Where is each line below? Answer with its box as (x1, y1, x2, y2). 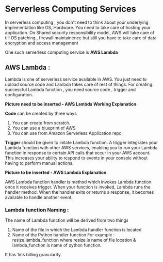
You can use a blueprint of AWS (12, 125, 76, 131)
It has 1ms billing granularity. (5, 252, 62, 258)
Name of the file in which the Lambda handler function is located (12, 227, 142, 233)
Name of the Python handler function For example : (12, 232, 115, 238)
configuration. (5, 92, 33, 97)
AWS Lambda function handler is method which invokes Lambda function (5, 179, 152, 185)
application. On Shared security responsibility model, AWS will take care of (5, 30, 155, 35)
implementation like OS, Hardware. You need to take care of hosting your (5, 24, 151, 30)
